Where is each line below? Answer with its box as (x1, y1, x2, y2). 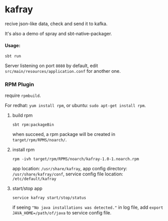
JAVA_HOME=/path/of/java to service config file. (12, 210, 111, 216)
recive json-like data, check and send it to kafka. (5, 21, 108, 27)
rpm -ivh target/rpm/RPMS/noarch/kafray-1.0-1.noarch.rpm (12, 156, 139, 162)
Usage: (5, 42, 21, 48)
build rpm (12, 112, 33, 118)
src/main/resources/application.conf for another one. (5, 68, 121, 74)
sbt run (5, 54, 22, 59)
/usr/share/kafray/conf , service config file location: (12, 171, 123, 177)
